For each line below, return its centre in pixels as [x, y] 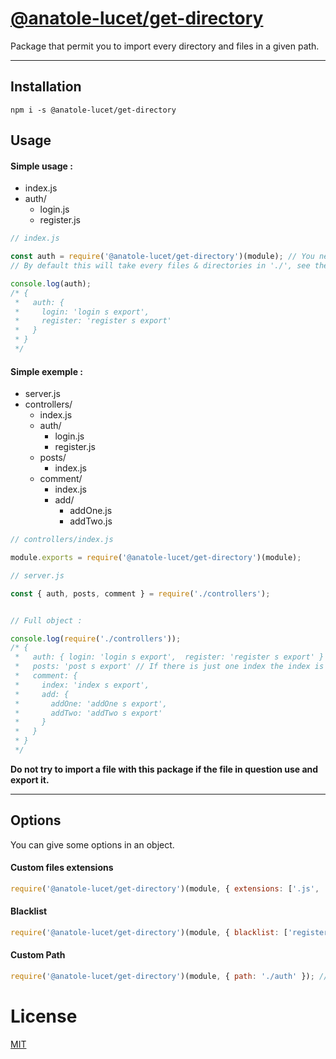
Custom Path [38, 955]
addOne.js [91, 511]
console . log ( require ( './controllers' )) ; [96, 638]
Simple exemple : [46, 371]
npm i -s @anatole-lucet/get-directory [93, 110]
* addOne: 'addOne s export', [91, 703]
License [44, 1016]
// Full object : [46, 620]
